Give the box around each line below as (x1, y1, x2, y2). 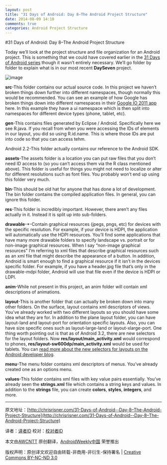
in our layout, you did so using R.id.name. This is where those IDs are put (5, 131, 155, 137)
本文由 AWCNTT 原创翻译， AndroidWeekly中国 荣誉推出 (5, 439, 119, 445)
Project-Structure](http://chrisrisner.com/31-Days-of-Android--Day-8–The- (5, 412, 159, 418)
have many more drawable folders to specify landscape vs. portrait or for (5, 237, 155, 243)
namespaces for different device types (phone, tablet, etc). (5, 110, 126, 117)
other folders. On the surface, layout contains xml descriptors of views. (5, 304, 151, 310)
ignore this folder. (5, 197, 41, 203)
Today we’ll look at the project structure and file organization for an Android (5, 49, 160, 55)
